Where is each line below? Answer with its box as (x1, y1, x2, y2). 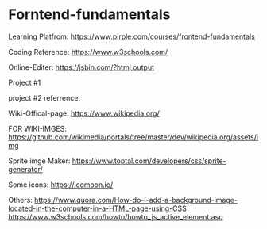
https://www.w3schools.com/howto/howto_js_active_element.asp (8, 212, 224, 221)
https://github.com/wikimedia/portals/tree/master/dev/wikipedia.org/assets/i (8, 132, 259, 142)
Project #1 (8, 78, 41, 87)
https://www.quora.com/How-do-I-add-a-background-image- (34, 195, 238, 204)
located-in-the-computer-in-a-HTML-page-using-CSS (8, 204, 187, 213)
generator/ (8, 164, 43, 174)
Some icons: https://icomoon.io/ (8, 180, 114, 189)
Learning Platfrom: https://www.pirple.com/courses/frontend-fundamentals (8, 32, 256, 41)
